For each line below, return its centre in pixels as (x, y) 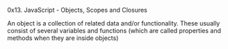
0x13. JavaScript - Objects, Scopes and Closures (78, 10)
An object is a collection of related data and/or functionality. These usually (114, 23)
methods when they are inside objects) (63, 38)
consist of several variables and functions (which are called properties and (114, 31)
